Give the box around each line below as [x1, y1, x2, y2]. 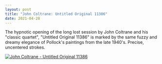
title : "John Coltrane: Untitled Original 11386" [5, 12, 108, 16]
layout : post [5, 7, 32, 12]
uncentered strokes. [5, 44, 45, 51]
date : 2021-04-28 [5, 16, 40, 21]
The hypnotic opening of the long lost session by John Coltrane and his [5, 29, 148, 35]
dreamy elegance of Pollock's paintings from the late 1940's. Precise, [5, 39, 144, 45]
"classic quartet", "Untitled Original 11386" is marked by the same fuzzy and [5, 34, 157, 40]
